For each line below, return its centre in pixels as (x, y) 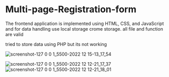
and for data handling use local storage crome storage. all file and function (84, 29)
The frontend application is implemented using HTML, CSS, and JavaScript (85, 23)
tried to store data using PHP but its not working (56, 44)
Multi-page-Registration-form (71, 9)
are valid (15, 34)
